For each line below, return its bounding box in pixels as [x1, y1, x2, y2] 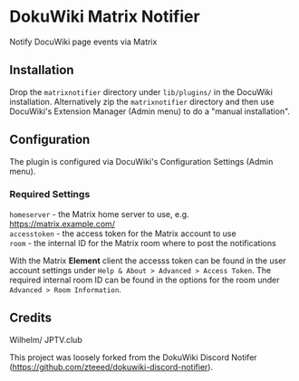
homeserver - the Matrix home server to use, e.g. [9, 208, 189, 219]
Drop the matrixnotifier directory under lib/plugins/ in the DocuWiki [9, 86, 274, 97]
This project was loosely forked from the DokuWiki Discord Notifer [9, 351, 257, 363]
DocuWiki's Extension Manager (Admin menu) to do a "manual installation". [9, 106, 291, 117]
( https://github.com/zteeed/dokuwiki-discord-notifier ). [9, 361, 214, 372]
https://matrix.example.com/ [9, 218, 116, 229]
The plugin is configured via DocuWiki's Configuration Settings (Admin [9, 156, 274, 167]
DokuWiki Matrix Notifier [9, 6, 201, 27]
